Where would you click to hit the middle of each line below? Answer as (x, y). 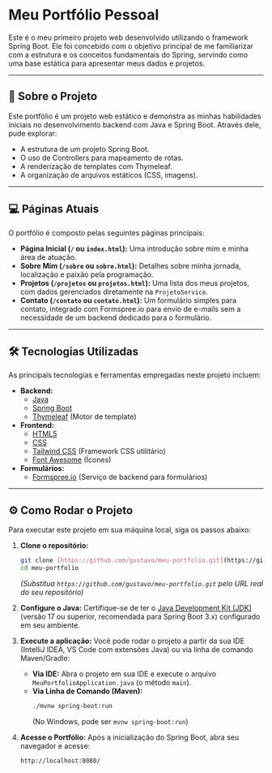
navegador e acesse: (55, 745)
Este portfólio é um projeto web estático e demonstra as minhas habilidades (135, 116)
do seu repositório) (52, 592)
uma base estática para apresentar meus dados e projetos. (106, 63)
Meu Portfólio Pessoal (84, 15)
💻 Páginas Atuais (54, 209)
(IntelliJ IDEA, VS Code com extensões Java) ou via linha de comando (136, 649)
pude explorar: (33, 133)
